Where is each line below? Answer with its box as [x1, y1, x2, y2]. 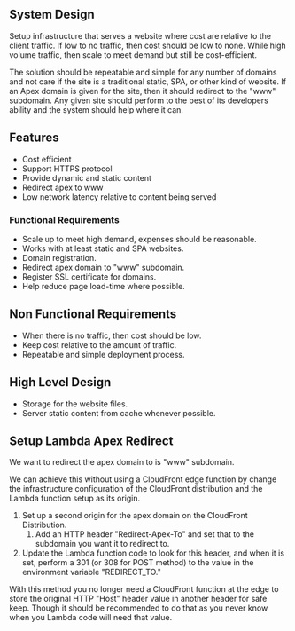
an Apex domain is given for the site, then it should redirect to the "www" [9, 85, 276, 96]
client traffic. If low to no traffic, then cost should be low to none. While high [9, 40, 286, 51]
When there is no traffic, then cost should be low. [21, 330, 202, 341]
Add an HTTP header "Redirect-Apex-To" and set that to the [35, 529, 255, 540]
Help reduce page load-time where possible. [21, 280, 186, 291]
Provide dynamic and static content [21, 172, 152, 183]
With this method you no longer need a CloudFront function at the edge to [9, 584, 279, 595]
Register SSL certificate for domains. [21, 271, 157, 282]
